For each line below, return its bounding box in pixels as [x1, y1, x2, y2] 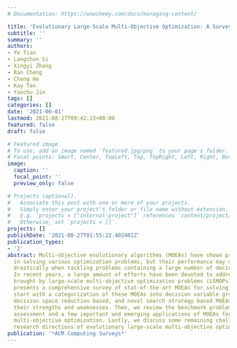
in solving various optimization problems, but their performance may [13, 258, 226, 265]
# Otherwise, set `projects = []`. [7, 219, 119, 226]
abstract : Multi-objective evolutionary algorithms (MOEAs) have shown [7, 251, 222, 259]
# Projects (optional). [7, 192, 78, 199]
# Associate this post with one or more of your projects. [7, 199, 191, 206]
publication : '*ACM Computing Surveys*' [7, 330, 128, 337]
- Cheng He [7, 75, 39, 82]
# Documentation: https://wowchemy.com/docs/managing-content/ [7, 10, 197, 18]
